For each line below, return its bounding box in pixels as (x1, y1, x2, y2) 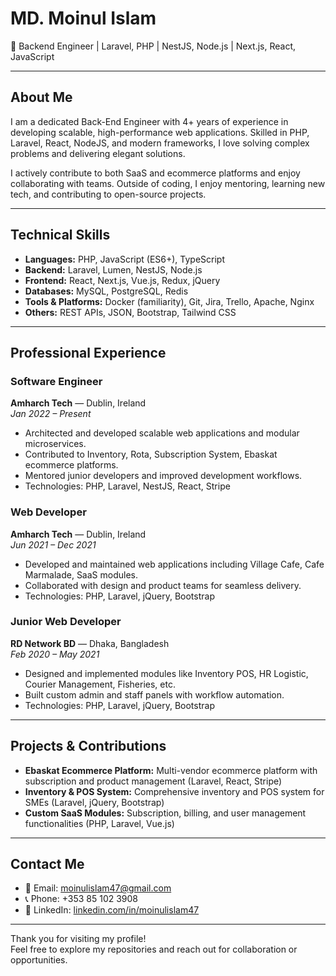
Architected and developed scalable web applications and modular (24, 427, 300, 439)
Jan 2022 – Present (10, 408, 92, 420)
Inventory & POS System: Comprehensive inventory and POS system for (24, 785, 325, 797)
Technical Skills (10, 227, 111, 244)
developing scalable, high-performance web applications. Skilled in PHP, (10, 126, 310, 138)
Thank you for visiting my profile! (10, 933, 147, 945)
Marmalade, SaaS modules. (24, 568, 138, 581)
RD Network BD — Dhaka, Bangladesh (10, 637, 170, 649)
